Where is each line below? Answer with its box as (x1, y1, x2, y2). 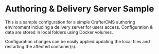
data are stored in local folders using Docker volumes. (5, 29, 113, 35)
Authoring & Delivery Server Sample (5, 3, 154, 14)
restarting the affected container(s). (5, 43, 77, 49)
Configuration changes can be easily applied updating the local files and (5, 38, 150, 44)
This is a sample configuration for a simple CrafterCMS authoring (5, 19, 135, 25)
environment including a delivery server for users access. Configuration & (5, 24, 153, 30)
